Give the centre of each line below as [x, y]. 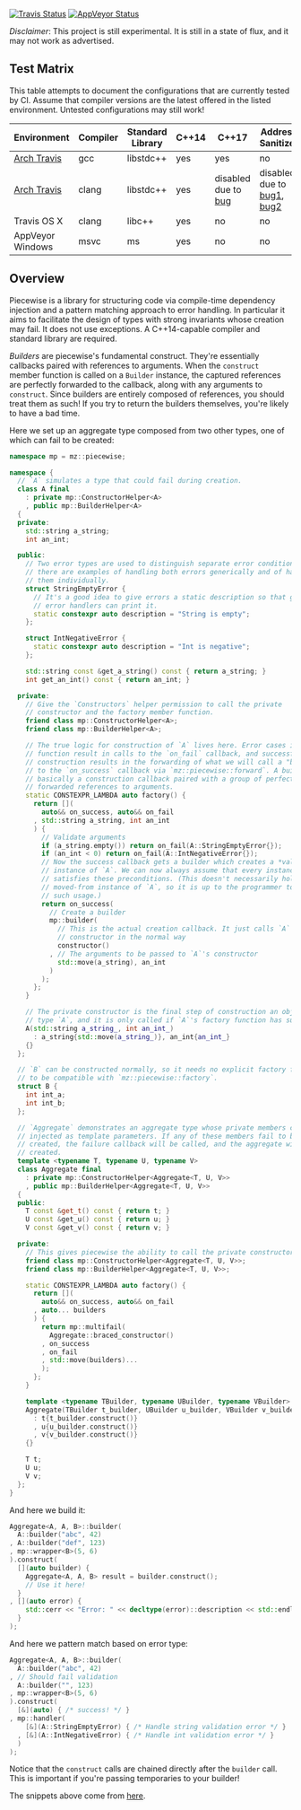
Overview [37, 279]
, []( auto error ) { [46, 1602]
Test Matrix [42, 69]
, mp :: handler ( [38, 1718]
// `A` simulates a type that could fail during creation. [130, 481]
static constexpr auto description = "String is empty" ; [142, 614]
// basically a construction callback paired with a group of [144, 779]
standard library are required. [64, 338]
